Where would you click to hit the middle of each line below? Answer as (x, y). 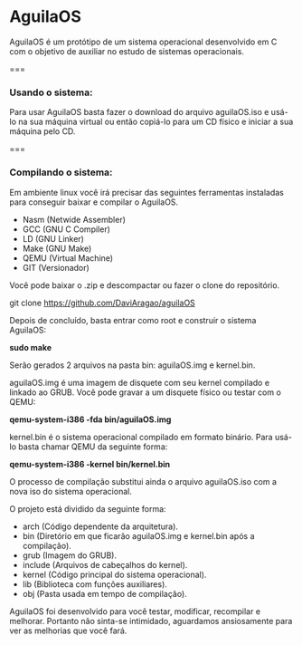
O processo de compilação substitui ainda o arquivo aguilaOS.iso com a (143, 481)
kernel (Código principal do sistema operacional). (114, 574)
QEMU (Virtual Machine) (68, 258)
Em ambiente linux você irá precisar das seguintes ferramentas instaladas (147, 192)
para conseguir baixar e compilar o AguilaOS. (94, 202)
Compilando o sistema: (61, 172)
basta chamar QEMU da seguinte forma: (93, 447)
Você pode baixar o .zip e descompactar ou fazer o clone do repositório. (145, 285)
